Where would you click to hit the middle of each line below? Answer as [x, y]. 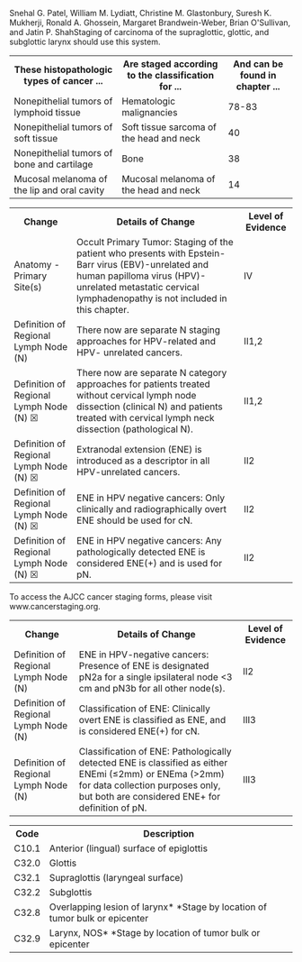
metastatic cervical [159, 287]
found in [258, 75]
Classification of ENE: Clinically [145, 709]
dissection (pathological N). [134, 429]
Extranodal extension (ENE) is [139, 449]
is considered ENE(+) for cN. [139, 731]
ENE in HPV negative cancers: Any [149, 541]
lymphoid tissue [47, 112]
